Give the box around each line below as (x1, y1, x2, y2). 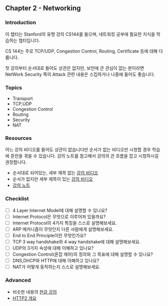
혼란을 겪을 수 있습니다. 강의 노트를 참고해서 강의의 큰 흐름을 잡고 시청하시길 (10, 153, 159, 159)
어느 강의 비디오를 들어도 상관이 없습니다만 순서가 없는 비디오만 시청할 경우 (5, 146, 151, 152)
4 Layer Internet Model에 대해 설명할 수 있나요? (12, 207, 108, 213)
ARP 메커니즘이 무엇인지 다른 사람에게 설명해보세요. (12, 226, 114, 232)
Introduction (5, 19, 36, 26)
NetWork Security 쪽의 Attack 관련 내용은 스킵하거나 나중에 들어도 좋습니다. (5, 71, 155, 77)
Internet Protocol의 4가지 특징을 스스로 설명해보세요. (12, 220, 117, 226)
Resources (5, 134, 32, 141)
